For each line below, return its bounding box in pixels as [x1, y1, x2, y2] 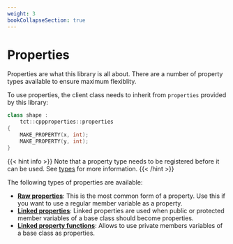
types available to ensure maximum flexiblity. [7, 78, 137, 86]
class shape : [7, 112, 49, 119]
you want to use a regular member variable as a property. [17, 199, 183, 207]
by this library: [7, 99, 49, 107]
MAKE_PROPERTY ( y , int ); [20, 138, 89, 145]
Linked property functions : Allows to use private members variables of [17, 221, 223, 229]
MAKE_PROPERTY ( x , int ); [20, 131, 89, 138]
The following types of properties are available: [7, 178, 143, 186]
